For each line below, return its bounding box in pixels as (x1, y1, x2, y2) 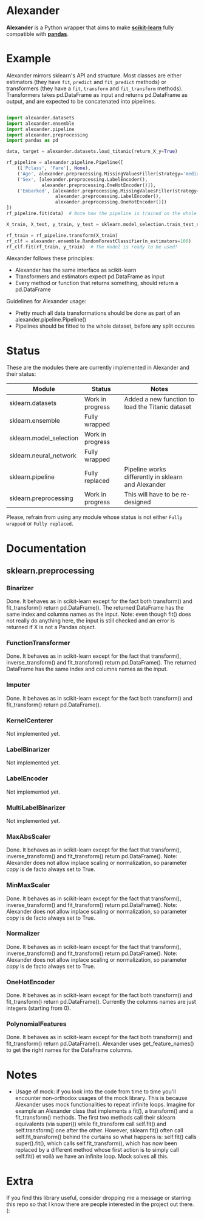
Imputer (6, 680, 30, 689)
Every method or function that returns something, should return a (15, 280, 178, 287)
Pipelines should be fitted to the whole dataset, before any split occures (15, 322, 195, 330)
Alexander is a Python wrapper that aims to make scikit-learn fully (6, 24, 174, 31)
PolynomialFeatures (6, 1020, 67, 1028)
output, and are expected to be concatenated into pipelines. (6, 97, 156, 105)
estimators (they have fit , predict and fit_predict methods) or (6, 78, 167, 85)
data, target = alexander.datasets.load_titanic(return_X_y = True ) (6, 149, 178, 155)
